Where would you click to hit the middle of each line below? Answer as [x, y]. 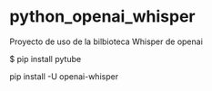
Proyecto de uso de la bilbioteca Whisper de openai [106, 41]
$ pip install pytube [45, 59]
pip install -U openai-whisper [64, 76]
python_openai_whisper [102, 17]
